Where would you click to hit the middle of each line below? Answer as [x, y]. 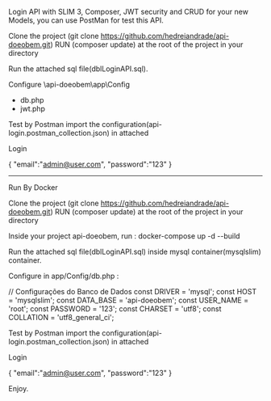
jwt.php [33, 109]
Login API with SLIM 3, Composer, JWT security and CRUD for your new [128, 12]
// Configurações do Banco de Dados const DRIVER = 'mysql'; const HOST [132, 291]
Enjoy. [19, 388]
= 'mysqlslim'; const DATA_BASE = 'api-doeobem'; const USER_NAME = [128, 300]
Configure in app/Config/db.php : [64, 276]
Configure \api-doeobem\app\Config [69, 84]
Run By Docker [33, 188]
